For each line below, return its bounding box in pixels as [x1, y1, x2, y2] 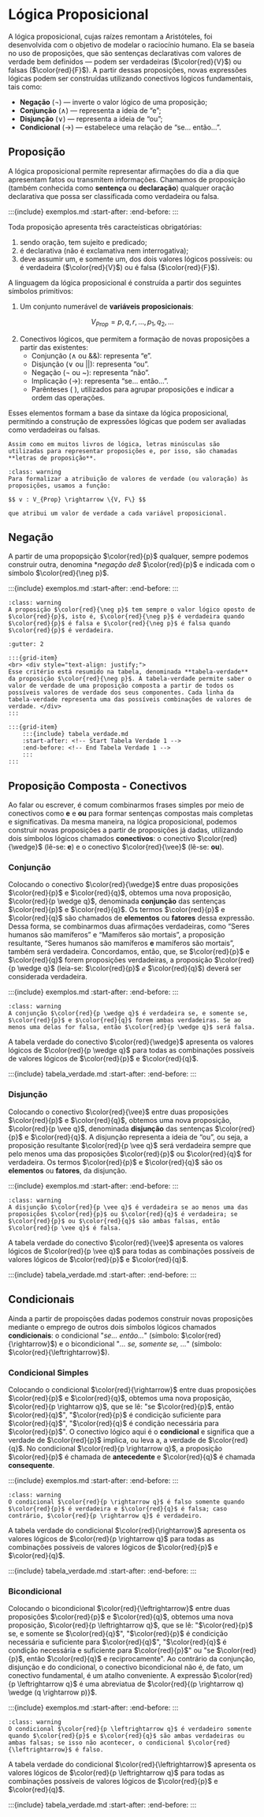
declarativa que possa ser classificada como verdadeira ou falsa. [8, 191, 219, 201]
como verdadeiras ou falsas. [8, 425, 101, 434]
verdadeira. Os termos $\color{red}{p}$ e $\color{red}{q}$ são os [8, 1157, 223, 1166]
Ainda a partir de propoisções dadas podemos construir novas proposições [8, 1313, 254, 1323]
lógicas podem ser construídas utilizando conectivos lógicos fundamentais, [8, 73, 254, 83]
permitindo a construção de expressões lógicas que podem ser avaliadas [8, 416, 247, 426]
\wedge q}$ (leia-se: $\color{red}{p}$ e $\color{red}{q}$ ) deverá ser [17, 963, 242, 973]
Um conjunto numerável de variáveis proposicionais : [19, 302, 194, 311]
